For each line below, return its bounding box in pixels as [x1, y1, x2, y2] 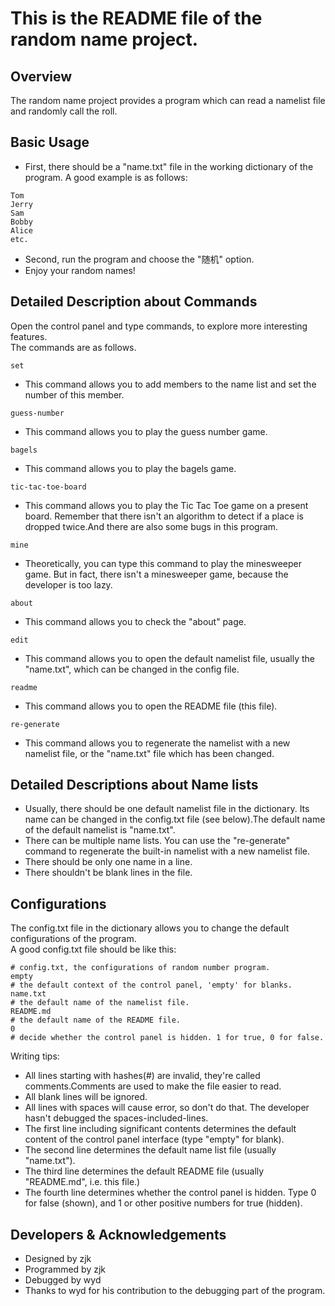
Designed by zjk [24, 1253, 92, 1265]
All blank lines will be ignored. [24, 1091, 148, 1103]
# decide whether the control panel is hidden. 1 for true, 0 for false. [10, 1033, 325, 1043]
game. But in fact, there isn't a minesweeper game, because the [24, 568, 289, 580]
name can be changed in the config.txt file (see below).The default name [24, 813, 326, 826]
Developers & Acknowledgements [10, 1226, 227, 1243]
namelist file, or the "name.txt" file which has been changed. [24, 747, 275, 759]
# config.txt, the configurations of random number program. [10, 963, 271, 973]
